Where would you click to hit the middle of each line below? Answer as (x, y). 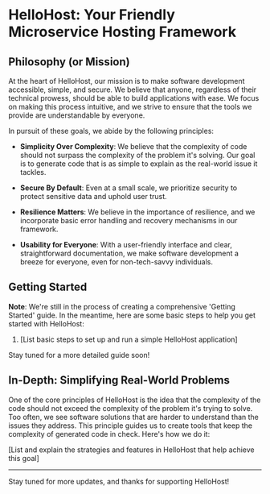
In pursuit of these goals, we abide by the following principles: (111, 131)
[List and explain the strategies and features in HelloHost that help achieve (131, 450)
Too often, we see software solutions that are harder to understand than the (134, 417)
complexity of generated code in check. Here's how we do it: (109, 434)
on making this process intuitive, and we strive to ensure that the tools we (130, 107)
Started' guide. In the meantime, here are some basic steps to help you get (132, 315)
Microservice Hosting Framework (123, 32)
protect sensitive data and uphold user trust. (93, 196)
